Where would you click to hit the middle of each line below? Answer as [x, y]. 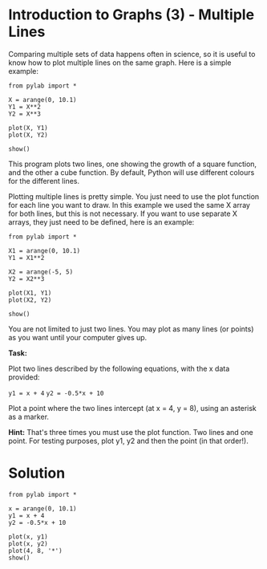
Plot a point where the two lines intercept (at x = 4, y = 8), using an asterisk [132, 408]
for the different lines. [44, 181]
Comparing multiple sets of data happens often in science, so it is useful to [132, 54]
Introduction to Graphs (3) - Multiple [131, 15]
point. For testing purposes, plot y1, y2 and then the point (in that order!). [128, 441]
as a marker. [29, 417]
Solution [37, 473]
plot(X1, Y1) [30, 293]
